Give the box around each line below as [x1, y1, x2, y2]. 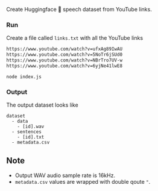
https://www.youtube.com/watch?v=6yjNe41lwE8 [6, 63, 122, 69]
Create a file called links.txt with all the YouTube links [6, 34, 144, 42]
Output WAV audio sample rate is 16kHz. [14, 172, 116, 179]
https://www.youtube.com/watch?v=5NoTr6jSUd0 [6, 52, 122, 58]
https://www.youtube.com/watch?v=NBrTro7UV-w [6, 57, 122, 63]
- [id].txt [17, 134, 45, 140]
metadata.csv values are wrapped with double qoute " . [14, 178, 151, 185]
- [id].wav [17, 124, 45, 130]
